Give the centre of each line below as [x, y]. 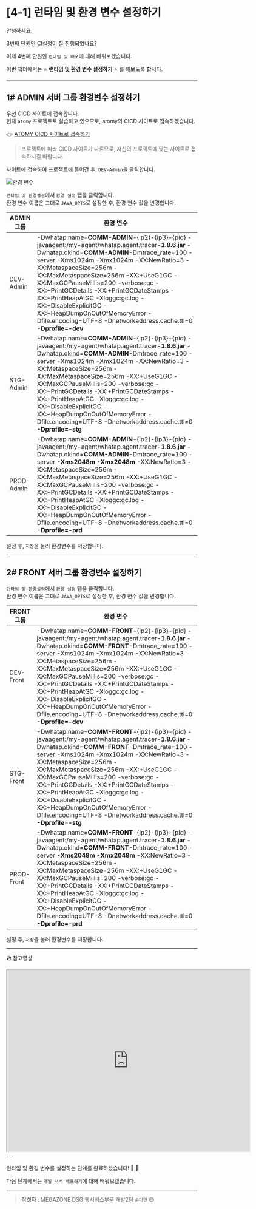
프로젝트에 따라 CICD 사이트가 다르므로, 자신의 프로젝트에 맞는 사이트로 [105, 149]
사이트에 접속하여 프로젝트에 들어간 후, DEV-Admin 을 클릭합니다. [81, 169]
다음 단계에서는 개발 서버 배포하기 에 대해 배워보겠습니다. [71, 1180]
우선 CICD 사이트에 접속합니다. [43, 113]
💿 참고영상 [19, 958]
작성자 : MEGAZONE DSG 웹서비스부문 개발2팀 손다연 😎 [88, 1199]
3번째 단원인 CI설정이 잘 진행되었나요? [52, 43]
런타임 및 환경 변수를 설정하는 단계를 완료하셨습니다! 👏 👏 [73, 1168]
